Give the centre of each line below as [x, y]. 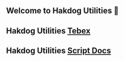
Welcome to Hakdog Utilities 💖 [63, 11]
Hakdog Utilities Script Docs [59, 51]
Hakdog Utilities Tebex [48, 31]
